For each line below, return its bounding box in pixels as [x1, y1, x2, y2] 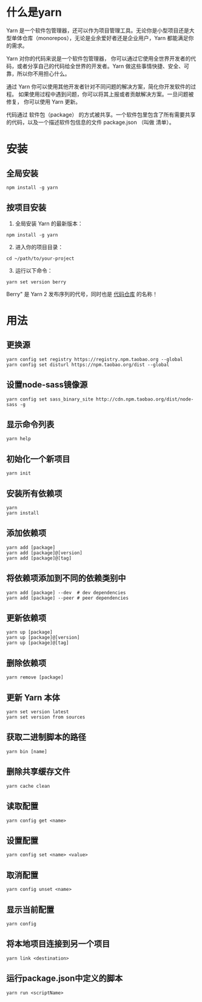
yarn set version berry [6, 279, 67, 285]
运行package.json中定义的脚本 [6, 973, 123, 984]
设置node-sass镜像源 [6, 380, 88, 390]
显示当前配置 [6, 904, 55, 915]
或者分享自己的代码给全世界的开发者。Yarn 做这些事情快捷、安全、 [16, 62, 184, 70]
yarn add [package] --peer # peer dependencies [6, 595, 129, 601]
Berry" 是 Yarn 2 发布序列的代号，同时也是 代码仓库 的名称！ [6, 290, 158, 297]
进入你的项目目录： [15, 243, 64, 251]
